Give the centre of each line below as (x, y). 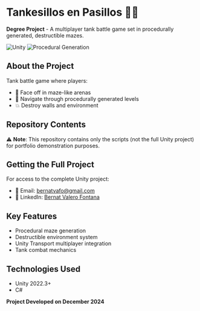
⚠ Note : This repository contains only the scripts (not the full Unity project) (100, 139)
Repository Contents (46, 125)
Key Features (32, 216)
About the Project (40, 66)
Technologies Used (43, 269)
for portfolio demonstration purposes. (53, 146)
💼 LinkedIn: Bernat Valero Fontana (57, 197)
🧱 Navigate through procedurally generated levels (77, 98)
